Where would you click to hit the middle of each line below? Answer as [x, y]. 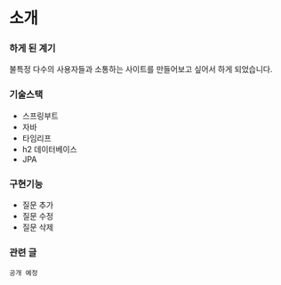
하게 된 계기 [32, 48]
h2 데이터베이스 [49, 149]
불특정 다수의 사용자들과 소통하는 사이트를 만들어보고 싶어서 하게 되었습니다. [141, 69]
